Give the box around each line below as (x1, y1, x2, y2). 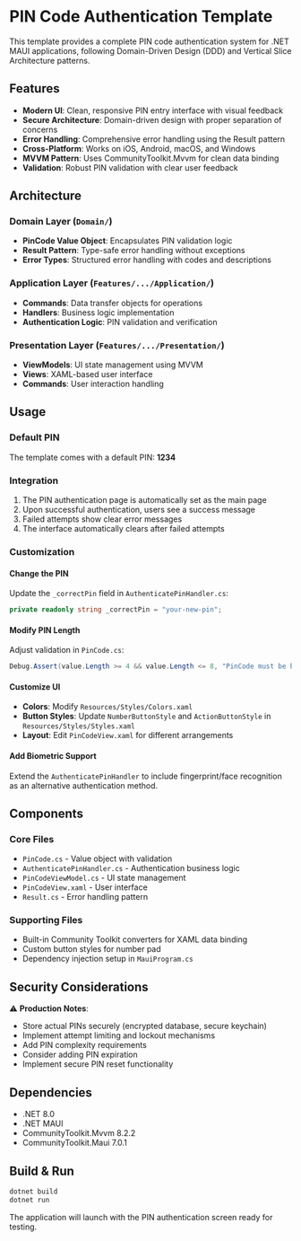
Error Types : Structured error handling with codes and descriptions (21, 254, 271, 266)
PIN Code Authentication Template (9, 6, 273, 27)
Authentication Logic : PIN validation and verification (21, 316, 218, 327)
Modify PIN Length (9, 624, 81, 635)
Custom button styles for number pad (21, 944, 161, 955)
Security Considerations (9, 979, 150, 994)
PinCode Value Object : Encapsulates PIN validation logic (21, 235, 233, 246)
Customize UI (9, 681, 61, 692)
